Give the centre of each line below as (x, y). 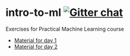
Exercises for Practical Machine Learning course (65, 29)
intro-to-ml (34, 13)
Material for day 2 (36, 47)
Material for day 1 (35, 40)
